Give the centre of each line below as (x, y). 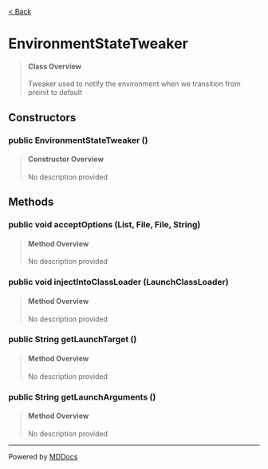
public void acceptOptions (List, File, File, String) (104, 225)
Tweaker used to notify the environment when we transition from (134, 84)
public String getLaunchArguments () (82, 396)
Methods (31, 202)
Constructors (42, 118)
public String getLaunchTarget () (73, 340)
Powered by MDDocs (43, 456)
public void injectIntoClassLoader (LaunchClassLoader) (118, 282)
